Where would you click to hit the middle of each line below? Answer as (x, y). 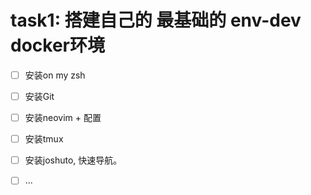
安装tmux (44, 139)
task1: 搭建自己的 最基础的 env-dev (156, 20)
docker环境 (57, 45)
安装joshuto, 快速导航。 (73, 160)
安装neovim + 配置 (63, 118)
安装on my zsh (55, 75)
